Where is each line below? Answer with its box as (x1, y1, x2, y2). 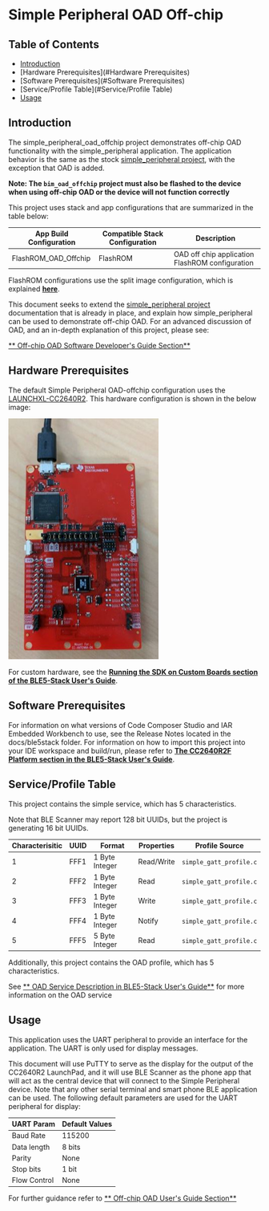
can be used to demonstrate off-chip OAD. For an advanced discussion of (8, 317, 252, 327)
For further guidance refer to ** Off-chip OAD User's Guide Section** (8, 1193, 237, 1203)
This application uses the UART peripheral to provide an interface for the (8, 1034, 248, 1044)
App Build (34, 229, 69, 238)
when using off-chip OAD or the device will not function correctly (8, 187, 230, 197)
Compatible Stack (102, 229, 164, 238)
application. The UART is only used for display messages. (8, 1043, 199, 1053)
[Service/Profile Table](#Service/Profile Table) (19, 84, 173, 94)
